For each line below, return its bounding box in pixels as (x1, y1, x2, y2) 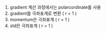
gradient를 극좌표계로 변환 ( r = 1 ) (9, 10, 77, 16)
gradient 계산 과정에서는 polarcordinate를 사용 (9, 4, 101, 10)
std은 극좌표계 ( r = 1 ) (9, 23, 53, 29)
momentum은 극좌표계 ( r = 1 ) (9, 17, 70, 22)
